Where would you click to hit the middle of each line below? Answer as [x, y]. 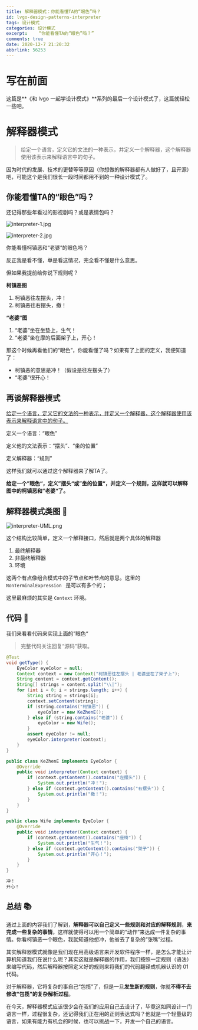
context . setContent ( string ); [63, 701]
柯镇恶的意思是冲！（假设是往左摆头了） [64, 370]
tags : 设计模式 [23, 22]
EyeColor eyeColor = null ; [50, 668]
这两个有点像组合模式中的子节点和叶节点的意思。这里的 [73, 578]
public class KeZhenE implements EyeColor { [62, 761]
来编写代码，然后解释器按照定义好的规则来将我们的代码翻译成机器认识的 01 [97, 966]
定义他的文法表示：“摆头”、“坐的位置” [52, 446]
